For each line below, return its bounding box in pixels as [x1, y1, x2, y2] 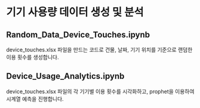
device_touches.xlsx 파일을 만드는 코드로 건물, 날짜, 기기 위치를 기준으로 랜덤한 [6, 46, 193, 53]
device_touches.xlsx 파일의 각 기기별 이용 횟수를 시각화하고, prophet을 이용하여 [6, 88, 195, 95]
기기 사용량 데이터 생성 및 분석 [6, 5, 144, 19]
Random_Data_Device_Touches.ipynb [6, 29, 150, 39]
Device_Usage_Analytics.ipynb [6, 71, 125, 81]
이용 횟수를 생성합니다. [6, 54, 59, 60]
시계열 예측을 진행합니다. [6, 95, 64, 102]
